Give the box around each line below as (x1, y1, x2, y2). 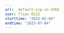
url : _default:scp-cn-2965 (5, 7, 60, 12)
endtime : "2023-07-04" (5, 20, 51, 26)
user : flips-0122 (5, 12, 40, 16)
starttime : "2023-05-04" (5, 16, 55, 21)
